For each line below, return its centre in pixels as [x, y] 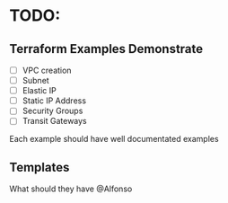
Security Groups [53, 111]
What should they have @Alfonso [71, 189]
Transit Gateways [54, 121]
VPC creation [47, 70]
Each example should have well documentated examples [114, 139]
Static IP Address [54, 101]
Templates [39, 167]
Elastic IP [39, 91]
